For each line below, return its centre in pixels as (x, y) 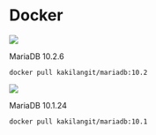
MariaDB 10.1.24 (38, 105)
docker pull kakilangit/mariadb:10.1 (78, 121)
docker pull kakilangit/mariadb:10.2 (78, 72)
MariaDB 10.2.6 (37, 56)
